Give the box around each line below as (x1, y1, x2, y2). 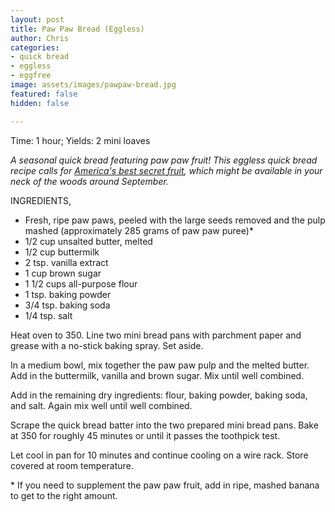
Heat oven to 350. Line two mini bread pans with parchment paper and (10, 329, 302, 341)
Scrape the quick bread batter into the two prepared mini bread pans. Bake (10, 419, 319, 431)
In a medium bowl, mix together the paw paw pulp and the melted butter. (10, 359, 310, 371)
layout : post (10, 14, 65, 25)
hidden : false (10, 98, 70, 108)
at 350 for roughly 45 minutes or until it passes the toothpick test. (10, 429, 281, 441)
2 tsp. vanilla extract (24, 256, 109, 268)
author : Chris (10, 33, 70, 43)
